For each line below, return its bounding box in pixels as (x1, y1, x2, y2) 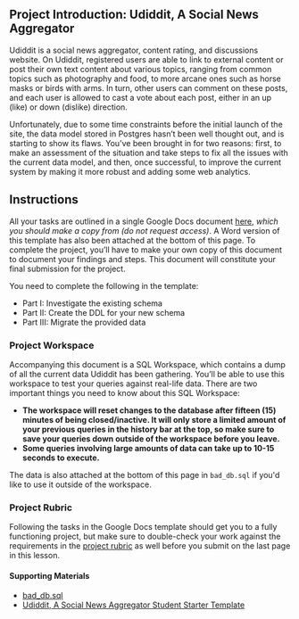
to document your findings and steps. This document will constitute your (9, 253, 277, 264)
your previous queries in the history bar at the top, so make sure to (21, 424, 275, 434)
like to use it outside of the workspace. (9, 479, 152, 490)
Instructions (9, 192, 79, 208)
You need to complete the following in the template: (9, 280, 199, 291)
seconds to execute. (21, 452, 100, 463)
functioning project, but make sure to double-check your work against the (9, 531, 281, 542)
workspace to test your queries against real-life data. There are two (9, 378, 258, 389)
